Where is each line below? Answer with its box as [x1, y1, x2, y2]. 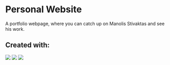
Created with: [5, 41, 50, 50]
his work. [5, 26, 25, 32]
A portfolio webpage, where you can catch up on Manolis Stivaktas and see [5, 20, 165, 27]
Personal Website [5, 4, 82, 15]
